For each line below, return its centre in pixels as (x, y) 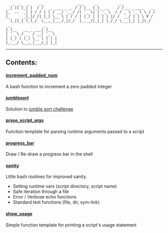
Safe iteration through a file (41, 191)
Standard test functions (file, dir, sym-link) (56, 202)
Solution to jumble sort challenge (40, 109)
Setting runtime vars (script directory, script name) (65, 186)
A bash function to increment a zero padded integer (59, 86)
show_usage (19, 214)
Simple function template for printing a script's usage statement (71, 225)
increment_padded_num (32, 75)
